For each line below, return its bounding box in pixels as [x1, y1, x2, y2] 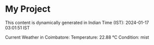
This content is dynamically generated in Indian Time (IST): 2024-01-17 [5, 20, 149, 25]
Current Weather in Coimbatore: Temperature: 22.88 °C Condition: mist [5, 34, 149, 40]
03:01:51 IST [5, 24, 30, 30]
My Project [5, 3, 51, 15]
